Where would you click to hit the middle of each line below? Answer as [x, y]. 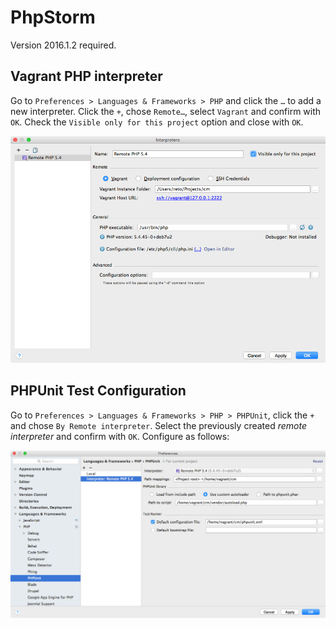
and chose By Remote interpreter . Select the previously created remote [158, 425]
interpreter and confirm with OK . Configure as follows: [120, 436]
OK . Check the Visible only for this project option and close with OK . [157, 122]
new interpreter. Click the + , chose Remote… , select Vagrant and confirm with [166, 111]
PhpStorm [53, 17]
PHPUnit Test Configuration [98, 391]
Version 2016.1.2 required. [63, 45]
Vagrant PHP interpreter [86, 76]
